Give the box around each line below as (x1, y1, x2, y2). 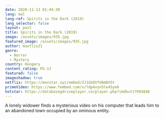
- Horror (9, 52, 27, 58)
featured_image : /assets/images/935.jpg (5, 39, 89, 44)
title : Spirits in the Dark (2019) (5, 30, 78, 35)
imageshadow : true (5, 75, 43, 80)
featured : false (5, 71, 38, 76)
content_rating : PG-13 (5, 67, 51, 71)
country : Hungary (5, 62, 41, 67)
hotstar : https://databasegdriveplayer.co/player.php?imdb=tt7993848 (5, 89, 150, 94)
